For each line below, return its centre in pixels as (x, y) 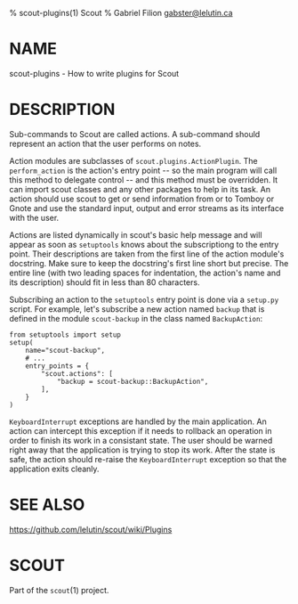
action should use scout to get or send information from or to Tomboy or (141, 199)
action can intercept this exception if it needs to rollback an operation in (141, 430)
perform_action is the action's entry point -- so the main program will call (143, 170)
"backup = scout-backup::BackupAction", (133, 381)
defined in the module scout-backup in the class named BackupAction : (136, 318)
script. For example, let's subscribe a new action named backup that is (137, 309)
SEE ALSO (47, 505)
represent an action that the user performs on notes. (105, 143)
